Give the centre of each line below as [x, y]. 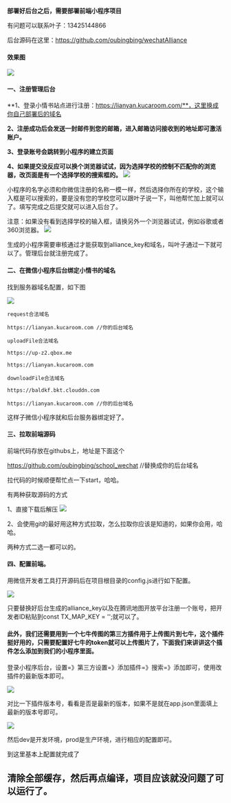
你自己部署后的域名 [34, 114]
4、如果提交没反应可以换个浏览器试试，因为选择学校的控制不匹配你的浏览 [112, 166]
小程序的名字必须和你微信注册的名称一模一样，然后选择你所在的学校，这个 [112, 190]
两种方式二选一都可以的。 [43, 547]
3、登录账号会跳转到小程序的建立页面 [60, 152]
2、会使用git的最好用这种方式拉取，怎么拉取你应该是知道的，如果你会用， [112, 524]
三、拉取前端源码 [31, 434]
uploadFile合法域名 [33, 341]
